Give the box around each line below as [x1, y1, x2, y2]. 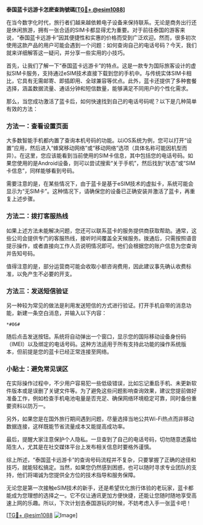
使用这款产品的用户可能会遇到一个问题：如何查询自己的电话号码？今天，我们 [6, 42, 197, 49]
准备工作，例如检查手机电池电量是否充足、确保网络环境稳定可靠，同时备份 [6, 395, 192, 402]
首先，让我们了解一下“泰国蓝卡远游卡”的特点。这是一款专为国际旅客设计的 [6, 62, 192, 69]
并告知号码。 [6, 249, 38, 257]
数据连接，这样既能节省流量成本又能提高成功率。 [6, 423, 128, 430]
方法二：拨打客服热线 [6, 212, 68, 220]
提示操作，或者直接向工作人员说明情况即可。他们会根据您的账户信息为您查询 [6, 242, 197, 249]
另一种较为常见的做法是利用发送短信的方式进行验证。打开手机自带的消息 [6, 302, 186, 309]
